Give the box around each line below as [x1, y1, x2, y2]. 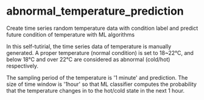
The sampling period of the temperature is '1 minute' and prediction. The [6, 74, 188, 81]
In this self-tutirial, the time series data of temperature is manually [6, 43, 172, 50]
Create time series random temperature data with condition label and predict [6, 24, 199, 32]
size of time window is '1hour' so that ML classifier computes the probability [6, 80, 197, 88]
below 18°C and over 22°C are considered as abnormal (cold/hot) [6, 55, 171, 63]
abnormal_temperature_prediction [6, 4, 184, 18]
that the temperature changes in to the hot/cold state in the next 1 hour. [6, 87, 185, 94]
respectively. [6, 62, 38, 70]
